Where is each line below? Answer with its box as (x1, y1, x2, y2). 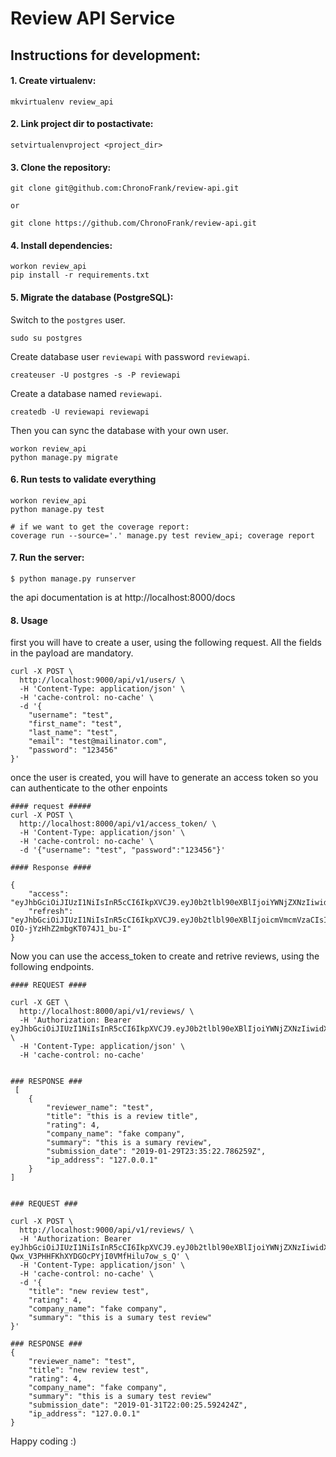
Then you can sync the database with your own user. (10, 424, 229, 436)
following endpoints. (10, 961, 95, 973)
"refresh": (28, 907, 74, 917)
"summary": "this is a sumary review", (46, 1138, 213, 1148)
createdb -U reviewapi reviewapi (10, 407, 150, 417)
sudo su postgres (10, 333, 83, 343)
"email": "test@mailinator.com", (28, 737, 168, 747)
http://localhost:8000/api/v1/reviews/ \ (19, 1007, 195, 1017)
